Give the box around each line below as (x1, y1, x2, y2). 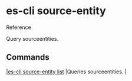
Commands (6, 52, 50, 63)
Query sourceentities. (6, 35, 59, 42)
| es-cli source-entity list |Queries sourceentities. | (6, 68, 127, 75)
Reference (6, 24, 31, 31)
